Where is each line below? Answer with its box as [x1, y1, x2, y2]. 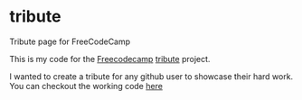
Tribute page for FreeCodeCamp [9, 36, 131, 47]
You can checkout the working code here [9, 80, 163, 91]
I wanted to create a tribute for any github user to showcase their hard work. [9, 70, 294, 82]
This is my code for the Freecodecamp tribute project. [9, 53, 211, 64]
